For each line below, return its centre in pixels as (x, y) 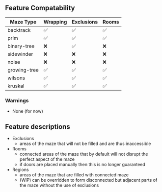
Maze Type (23, 22)
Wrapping (55, 22)
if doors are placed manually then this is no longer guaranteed (82, 164)
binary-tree (21, 46)
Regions (20, 169)
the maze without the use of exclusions (59, 185)
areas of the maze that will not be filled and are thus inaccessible (85, 144)
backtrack (19, 30)
